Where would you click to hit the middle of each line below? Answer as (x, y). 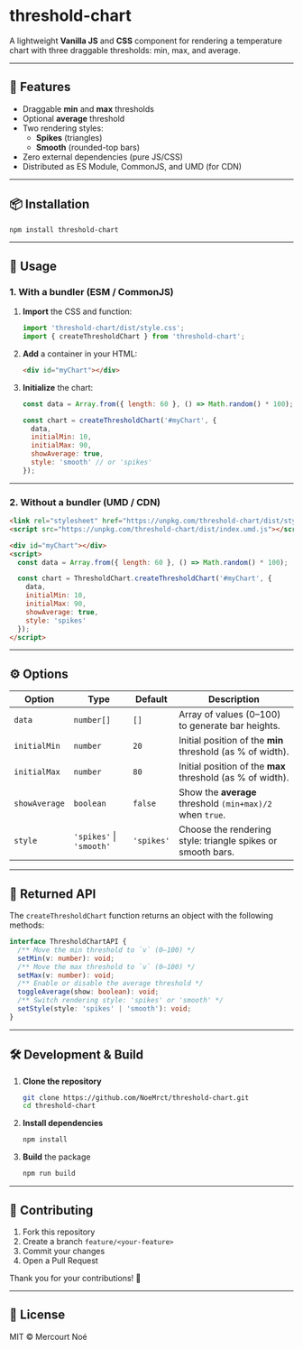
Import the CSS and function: (77, 311)
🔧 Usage (33, 266)
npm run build (49, 1174)
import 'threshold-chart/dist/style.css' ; (103, 328)
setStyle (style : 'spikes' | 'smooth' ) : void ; (105, 1009)
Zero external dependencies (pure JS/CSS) (102, 157)
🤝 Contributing (51, 1210)
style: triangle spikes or (228, 841)
